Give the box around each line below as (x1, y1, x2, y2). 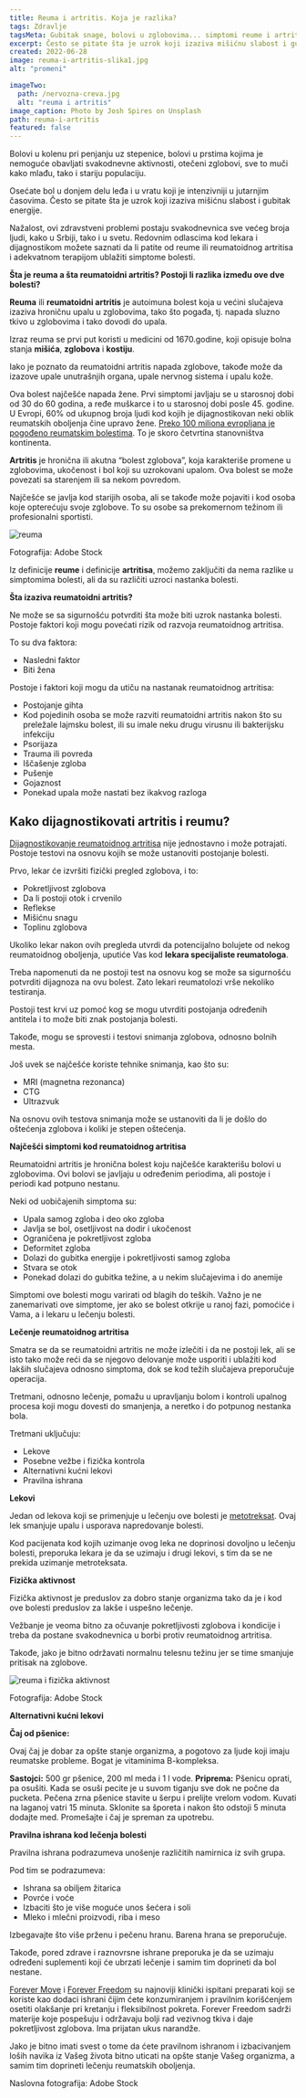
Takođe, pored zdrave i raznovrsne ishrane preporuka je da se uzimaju (9, 1946, 275, 1957)
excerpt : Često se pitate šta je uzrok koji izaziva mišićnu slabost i (9, 38, 287, 48)
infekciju (22, 729, 55, 740)
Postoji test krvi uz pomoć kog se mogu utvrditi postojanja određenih (9, 1004, 268, 1015)
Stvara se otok (22, 1261, 77, 1272)
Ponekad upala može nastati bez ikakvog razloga (22, 787, 208, 798)
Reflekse (22, 901, 56, 913)
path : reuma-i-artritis (9, 115, 100, 124)
